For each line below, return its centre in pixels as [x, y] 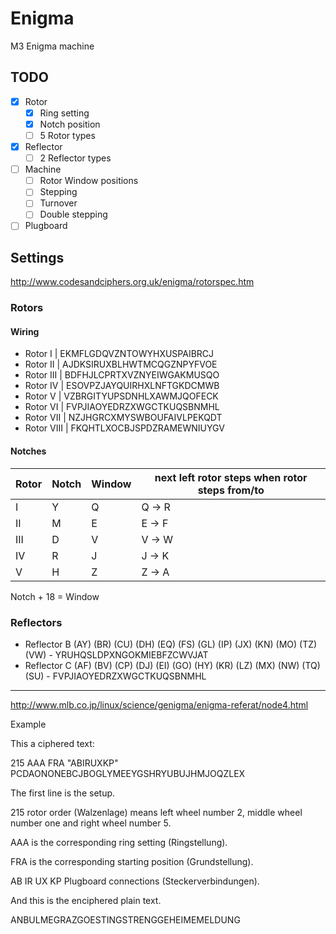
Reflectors [36, 622]
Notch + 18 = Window [55, 596]
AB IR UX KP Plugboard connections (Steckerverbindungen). [135, 881]
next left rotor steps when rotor [231, 477]
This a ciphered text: [52, 743]
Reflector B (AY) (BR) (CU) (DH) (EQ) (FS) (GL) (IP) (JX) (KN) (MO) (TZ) [171, 644]
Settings [37, 257]
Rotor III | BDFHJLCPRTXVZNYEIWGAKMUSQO [122, 375]
